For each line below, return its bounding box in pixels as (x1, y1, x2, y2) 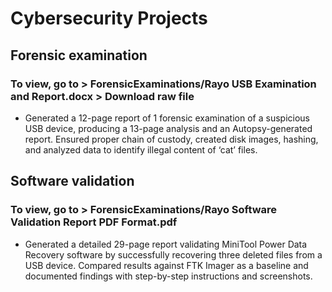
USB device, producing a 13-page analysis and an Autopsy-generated (24, 122, 313, 134)
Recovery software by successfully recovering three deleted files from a (24, 248, 323, 261)
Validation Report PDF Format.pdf (10, 215, 178, 229)
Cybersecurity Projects (10, 7, 208, 30)
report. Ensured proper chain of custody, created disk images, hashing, (24, 133, 319, 145)
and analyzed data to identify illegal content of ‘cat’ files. (24, 143, 258, 156)
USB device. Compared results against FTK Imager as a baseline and (24, 259, 309, 271)
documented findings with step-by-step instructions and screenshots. (24, 270, 313, 282)
